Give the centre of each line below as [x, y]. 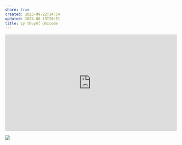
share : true [17, 10]
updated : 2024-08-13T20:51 [33, 19]
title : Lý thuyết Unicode [31, 23]
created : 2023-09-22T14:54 [33, 14]
